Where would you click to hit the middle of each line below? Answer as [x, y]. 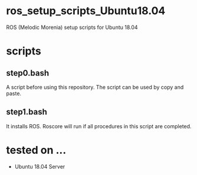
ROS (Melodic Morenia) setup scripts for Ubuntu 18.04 [72, 27]
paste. [14, 93]
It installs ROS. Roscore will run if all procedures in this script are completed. [99, 126]
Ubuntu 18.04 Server [40, 166]
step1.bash [27, 112]
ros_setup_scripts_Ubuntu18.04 [86, 11]
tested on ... [36, 150]
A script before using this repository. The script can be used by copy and [95, 87]
